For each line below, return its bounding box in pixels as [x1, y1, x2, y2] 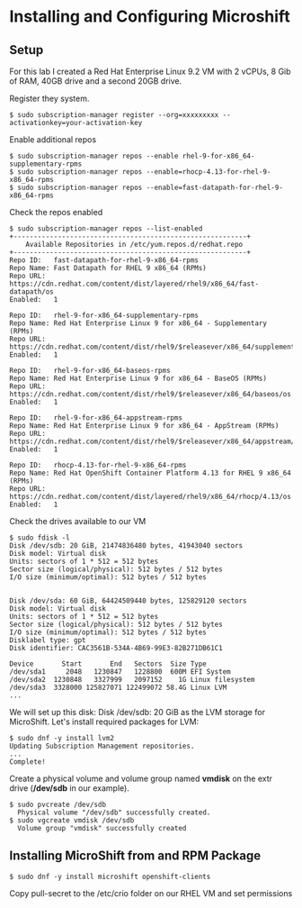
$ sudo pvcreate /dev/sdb [9, 800, 106, 809]
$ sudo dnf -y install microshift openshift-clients [9, 872, 211, 881]
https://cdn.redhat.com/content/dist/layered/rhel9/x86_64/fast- [9, 279, 259, 288]
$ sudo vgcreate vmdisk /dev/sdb [9, 816, 135, 825]
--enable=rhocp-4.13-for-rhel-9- [146, 168, 271, 177]
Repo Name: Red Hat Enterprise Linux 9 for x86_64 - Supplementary [9, 319, 268, 328]
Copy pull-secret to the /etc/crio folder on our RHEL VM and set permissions [9, 887, 293, 898]
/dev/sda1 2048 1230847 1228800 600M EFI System [9, 667, 231, 676]
